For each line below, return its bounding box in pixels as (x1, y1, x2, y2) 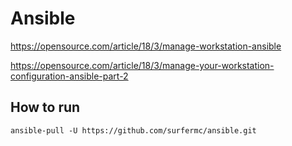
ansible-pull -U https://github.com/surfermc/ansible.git (10, 125, 257, 136)
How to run (10, 99, 81, 116)
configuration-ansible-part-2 (10, 70, 129, 82)
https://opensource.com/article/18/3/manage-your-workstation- (10, 59, 275, 71)
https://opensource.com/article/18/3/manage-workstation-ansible (10, 40, 282, 52)
